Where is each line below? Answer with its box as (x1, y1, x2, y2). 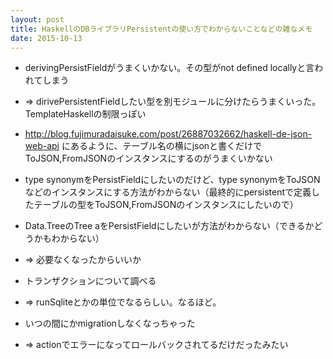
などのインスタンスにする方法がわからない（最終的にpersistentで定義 (24, 186, 312, 198)
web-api (24, 140, 60, 152)
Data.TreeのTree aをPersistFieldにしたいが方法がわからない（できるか (24, 220, 315, 232)
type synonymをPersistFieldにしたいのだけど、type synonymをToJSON (24, 174, 321, 186)
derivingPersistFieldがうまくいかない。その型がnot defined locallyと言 (24, 62, 315, 74)
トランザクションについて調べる (24, 275, 157, 287)
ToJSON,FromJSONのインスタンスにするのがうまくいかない (24, 152, 273, 165)
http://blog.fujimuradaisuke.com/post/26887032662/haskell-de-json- (24, 128, 313, 140)
